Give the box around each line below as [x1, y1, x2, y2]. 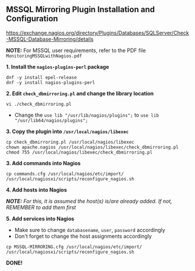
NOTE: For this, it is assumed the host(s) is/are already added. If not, [6, 197, 172, 204]
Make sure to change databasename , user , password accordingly [14, 226, 165, 233]
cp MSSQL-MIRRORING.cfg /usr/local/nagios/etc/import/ [6, 244, 142, 250]
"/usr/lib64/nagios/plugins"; [14, 117, 89, 123]
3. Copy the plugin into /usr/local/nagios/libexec [6, 128, 129, 135]
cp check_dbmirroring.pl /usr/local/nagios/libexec [6, 139, 134, 145]
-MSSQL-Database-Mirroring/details [6, 35, 94, 43]
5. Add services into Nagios [6, 215, 75, 222]
